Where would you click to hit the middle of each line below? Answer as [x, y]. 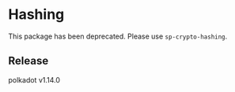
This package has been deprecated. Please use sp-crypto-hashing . [118, 36]
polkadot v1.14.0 [34, 79]
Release [28, 61]
